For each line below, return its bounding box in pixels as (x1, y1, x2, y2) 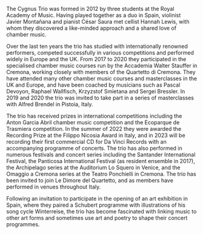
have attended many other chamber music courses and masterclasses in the (6, 75, 198, 82)
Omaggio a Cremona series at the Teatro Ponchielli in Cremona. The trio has (6, 170, 196, 178)
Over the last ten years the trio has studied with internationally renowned (6, 42, 188, 50)
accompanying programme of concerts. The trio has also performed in (6, 145, 183, 152)
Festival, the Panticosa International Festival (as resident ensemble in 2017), (6, 158, 195, 164)
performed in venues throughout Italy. (6, 183, 101, 190)
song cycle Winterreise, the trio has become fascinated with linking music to (6, 208, 197, 215)
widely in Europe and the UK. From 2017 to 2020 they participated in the (6, 56, 187, 62)
